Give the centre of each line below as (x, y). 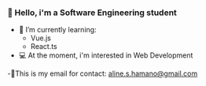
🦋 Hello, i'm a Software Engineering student (92, 13)
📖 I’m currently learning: (57, 30)
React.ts (44, 47)
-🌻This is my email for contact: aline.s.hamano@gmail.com (103, 73)
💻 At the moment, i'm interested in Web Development (106, 55)
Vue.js (41, 38)
